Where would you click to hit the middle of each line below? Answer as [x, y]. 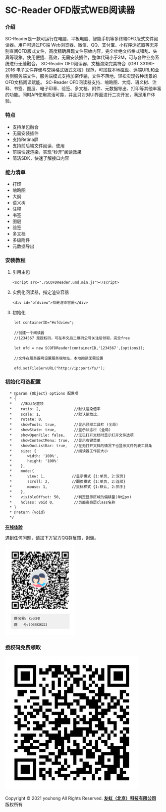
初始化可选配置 [23, 382]
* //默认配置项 [27, 404]
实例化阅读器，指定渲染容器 [41, 292]
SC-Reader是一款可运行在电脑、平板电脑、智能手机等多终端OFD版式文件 [80, 39]
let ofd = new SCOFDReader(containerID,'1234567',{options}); [80, 348]
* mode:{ [22, 471]
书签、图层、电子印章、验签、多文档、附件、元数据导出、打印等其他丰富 [87, 89]
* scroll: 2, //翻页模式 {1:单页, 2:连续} [68, 481]
